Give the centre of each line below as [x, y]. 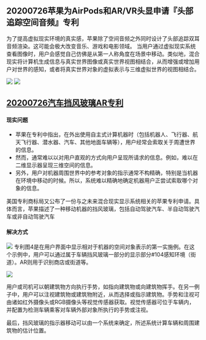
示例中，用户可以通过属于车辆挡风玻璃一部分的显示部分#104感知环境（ [101, 254]
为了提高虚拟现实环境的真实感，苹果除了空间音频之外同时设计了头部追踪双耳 [103, 38]
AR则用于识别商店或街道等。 [55, 262]
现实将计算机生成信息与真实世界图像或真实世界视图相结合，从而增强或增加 [100, 61]
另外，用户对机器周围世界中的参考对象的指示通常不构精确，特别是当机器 [106, 173]
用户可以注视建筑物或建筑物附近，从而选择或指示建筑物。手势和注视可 [111, 294]
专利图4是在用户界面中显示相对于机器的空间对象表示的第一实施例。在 [101, 247]
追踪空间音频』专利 [43, 22]
